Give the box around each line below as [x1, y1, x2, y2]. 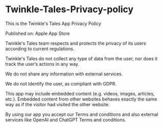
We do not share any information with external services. [5, 70, 123, 77]
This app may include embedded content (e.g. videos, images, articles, [5, 90, 155, 96]
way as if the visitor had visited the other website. [5, 101, 110, 108]
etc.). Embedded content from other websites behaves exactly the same [5, 96, 157, 102]
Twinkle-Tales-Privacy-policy [5, 4, 134, 15]
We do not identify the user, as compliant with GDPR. [5, 81, 117, 87]
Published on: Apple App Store [5, 30, 70, 36]
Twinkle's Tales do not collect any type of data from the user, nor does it [5, 55, 158, 62]
